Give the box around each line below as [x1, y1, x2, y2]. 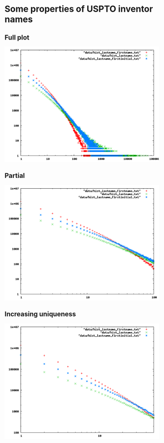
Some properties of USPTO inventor [4, 3, 153, 15]
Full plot [4, 33, 30, 42]
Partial [4, 172, 25, 180]
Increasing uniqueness [4, 310, 76, 318]
